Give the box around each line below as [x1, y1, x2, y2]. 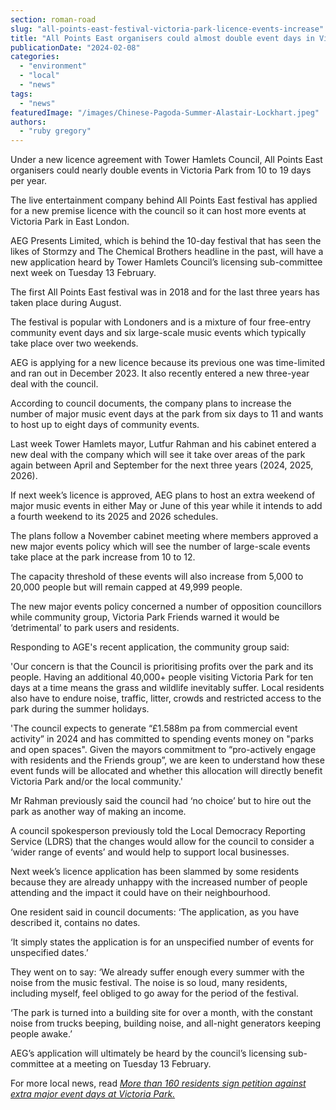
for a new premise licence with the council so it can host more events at [10, 205, 307, 217]
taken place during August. [10, 297, 122, 309]
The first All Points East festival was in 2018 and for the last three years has [10, 286, 320, 298]
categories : [10, 52, 60, 62]
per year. [10, 175, 48, 187]
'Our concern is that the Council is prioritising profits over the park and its [10, 661, 314, 673]
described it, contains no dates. [10, 917, 141, 929]
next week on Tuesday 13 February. [10, 267, 157, 279]
